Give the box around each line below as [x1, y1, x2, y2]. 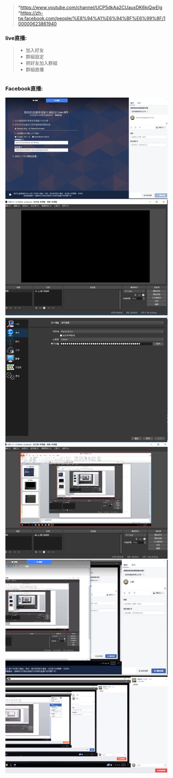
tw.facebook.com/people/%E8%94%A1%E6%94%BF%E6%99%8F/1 [18, 15, 166, 21]
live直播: [5, 34, 27, 42]
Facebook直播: [5, 85, 43, 92]
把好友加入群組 [25, 60, 58, 66]
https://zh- [20, 10, 43, 16]
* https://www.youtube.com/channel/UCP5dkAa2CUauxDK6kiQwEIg [18, 5, 163, 10]
